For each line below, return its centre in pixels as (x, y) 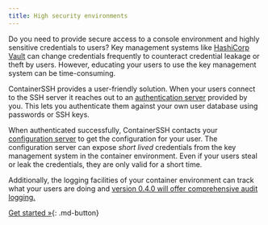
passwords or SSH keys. (49, 115)
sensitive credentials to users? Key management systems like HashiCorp (129, 47)
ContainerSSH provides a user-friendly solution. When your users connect (132, 89)
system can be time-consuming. (62, 73)
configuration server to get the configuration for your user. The (113, 139)
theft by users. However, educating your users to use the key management (132, 65)
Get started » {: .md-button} (54, 212)
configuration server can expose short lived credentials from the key (122, 147)
